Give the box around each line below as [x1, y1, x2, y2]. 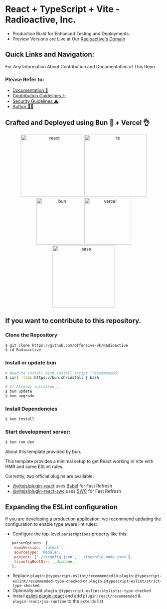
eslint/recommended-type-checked [12, 579, 82, 584]
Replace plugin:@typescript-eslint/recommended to [12, 573, 119, 579]
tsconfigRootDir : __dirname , [14, 559, 75, 564]
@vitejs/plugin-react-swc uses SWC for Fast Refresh [12, 488, 121, 494]
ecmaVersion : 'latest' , [14, 545, 64, 550]
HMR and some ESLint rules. [5, 463, 64, 469]
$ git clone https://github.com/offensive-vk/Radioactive [5, 343, 128, 348]
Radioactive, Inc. [5, 14, 76, 25]
